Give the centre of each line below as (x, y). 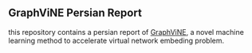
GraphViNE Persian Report (75, 13)
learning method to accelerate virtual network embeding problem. (116, 40)
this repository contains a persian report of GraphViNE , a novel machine (126, 32)
